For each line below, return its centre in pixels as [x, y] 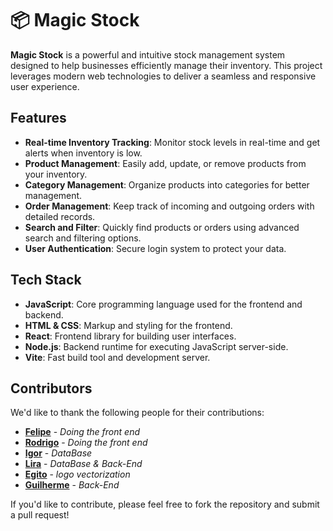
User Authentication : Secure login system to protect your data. [155, 248]
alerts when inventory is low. [83, 153]
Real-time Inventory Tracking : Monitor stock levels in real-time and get [172, 142]
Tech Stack [46, 280]
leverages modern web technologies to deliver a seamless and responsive [163, 76]
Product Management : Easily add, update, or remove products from [165, 163]
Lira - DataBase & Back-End [83, 464]
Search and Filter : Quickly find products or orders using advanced [162, 227]
